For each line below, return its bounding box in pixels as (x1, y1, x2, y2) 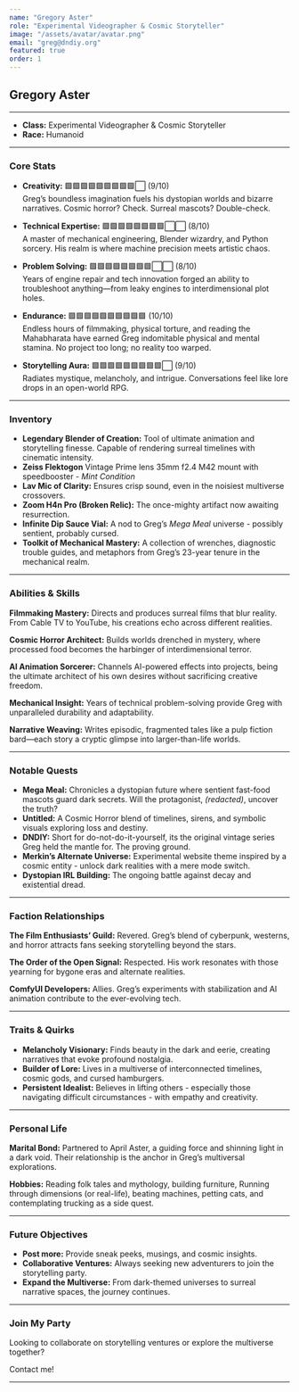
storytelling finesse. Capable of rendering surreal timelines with (21, 443, 255, 453)
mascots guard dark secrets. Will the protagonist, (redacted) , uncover (21, 794, 279, 804)
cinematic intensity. (21, 452, 94, 463)
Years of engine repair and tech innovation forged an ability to (21, 274, 250, 285)
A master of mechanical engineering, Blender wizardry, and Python (21, 234, 269, 244)
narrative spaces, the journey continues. (21, 1287, 171, 1297)
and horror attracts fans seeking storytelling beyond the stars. (9, 940, 237, 950)
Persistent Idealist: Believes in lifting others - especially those (21, 1081, 251, 1093)
